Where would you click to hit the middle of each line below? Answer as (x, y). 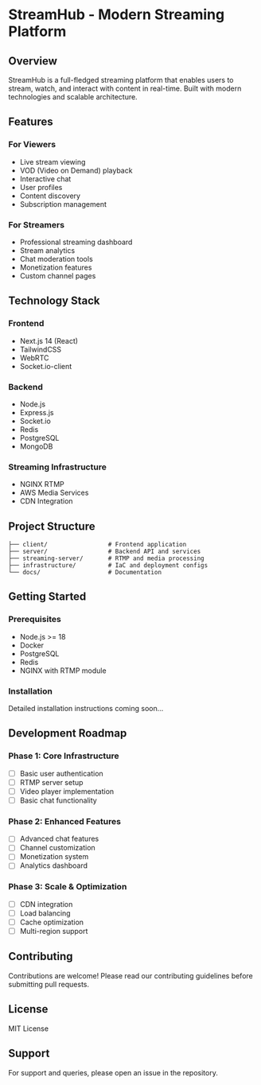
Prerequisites (35, 620)
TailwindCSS (41, 349)
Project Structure (52, 526)
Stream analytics (47, 250)
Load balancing (45, 913)
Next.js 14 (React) (49, 340)
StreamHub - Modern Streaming (117, 15)
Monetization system (54, 857)
